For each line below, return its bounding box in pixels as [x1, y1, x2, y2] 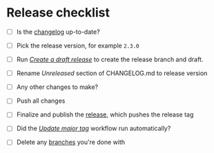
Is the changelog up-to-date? [16, 28, 101, 36]
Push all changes [16, 96, 66, 105]
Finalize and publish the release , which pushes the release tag [16, 110, 194, 119]
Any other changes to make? [16, 83, 99, 91]
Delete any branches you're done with [16, 138, 126, 146]
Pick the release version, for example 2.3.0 [16, 41, 139, 50]
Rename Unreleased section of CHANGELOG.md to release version [16, 69, 208, 77]
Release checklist [6, 5, 110, 21]
